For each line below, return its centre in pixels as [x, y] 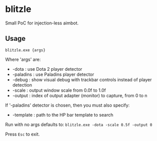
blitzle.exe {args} [25, 50]
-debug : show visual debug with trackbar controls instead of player [82, 79]
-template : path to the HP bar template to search [63, 115]
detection [22, 85]
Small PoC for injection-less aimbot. [42, 23]
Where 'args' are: [23, 59]
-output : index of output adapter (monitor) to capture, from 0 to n [80, 95]
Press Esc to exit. [22, 134]
